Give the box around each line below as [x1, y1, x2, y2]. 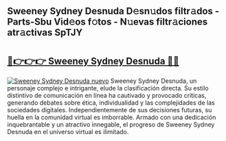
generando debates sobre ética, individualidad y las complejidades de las [7, 99, 215, 107]
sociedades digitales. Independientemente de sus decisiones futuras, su [7, 106, 212, 114]
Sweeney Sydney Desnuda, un [110, 77, 197, 85]
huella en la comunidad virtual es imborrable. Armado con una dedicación [7, 113, 216, 121]
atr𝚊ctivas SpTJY [7, 27, 83, 38]
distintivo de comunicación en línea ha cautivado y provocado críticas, [7, 92, 207, 99]
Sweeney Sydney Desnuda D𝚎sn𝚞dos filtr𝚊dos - [7, 5, 220, 17]
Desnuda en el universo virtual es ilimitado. [7, 128, 129, 136]
